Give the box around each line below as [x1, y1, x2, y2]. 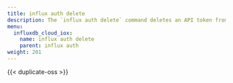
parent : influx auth [19, 42, 79, 49]
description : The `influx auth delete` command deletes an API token [7, 17, 213, 24]
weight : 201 [7, 49, 42, 56]
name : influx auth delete [19, 36, 95, 43]
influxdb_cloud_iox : [13, 29, 73, 37]
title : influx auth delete [7, 10, 85, 17]
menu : [7, 23, 23, 30]
